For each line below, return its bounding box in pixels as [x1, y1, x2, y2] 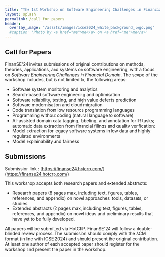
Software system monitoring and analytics [12, 86, 98, 92]
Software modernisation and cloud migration [12, 102, 103, 108]
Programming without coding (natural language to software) [12, 112, 134, 118]
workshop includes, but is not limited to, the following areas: [5, 77, 127, 82]
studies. [12, 200, 28, 206]
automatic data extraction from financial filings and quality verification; [12, 123, 156, 128]
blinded [5, 231, 21, 236]
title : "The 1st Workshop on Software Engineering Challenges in [5, 7, 141, 12]
